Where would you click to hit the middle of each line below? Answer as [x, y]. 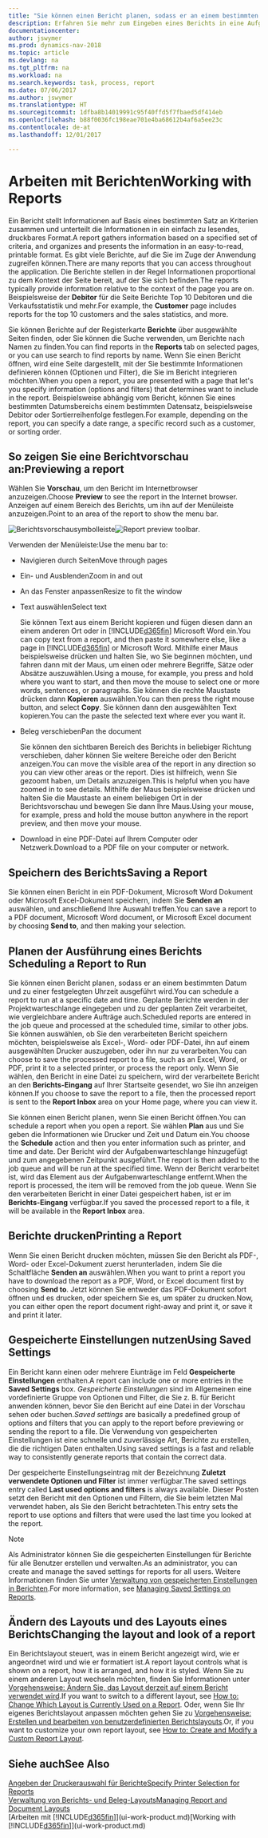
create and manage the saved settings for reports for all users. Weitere [124, 1571]
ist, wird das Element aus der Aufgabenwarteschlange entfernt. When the [128, 1177]
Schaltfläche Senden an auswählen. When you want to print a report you [127, 1272]
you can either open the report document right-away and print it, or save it [130, 1306]
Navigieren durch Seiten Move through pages [93, 560]
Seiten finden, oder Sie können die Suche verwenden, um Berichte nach [126, 338]
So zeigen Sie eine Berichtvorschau [99, 456]
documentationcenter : [44, 30]
